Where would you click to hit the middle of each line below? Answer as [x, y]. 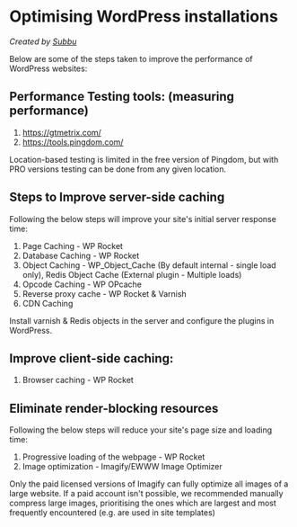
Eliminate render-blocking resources [114, 408]
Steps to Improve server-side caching [117, 197]
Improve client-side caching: [92, 358]
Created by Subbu [43, 41]
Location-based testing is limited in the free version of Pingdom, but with [144, 159]
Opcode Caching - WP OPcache [82, 284]
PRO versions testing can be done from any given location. [118, 169]
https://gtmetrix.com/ [61, 132]
